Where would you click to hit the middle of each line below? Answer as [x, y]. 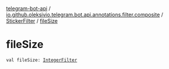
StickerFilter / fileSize [32, 21]
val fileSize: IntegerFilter [42, 60]
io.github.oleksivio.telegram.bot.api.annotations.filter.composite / [84, 15]
